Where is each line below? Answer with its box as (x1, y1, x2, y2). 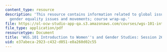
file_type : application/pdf (5, 26, 64, 31)
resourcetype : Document (5, 30, 55, 35)
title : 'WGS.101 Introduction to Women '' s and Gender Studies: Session (5, 35, 157, 40)
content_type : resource (5, 7, 55, 12)
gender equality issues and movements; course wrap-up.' (9, 16, 130, 21)
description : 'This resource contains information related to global (5, 12, 153, 17)
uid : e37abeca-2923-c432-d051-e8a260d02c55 (5, 40, 97, 45)
